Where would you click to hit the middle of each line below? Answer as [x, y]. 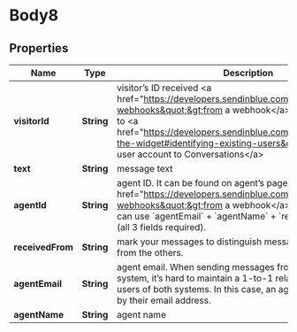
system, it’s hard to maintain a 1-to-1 [195, 278]
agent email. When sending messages [196, 267]
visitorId [32, 121]
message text [145, 169]
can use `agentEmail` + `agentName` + [196, 216]
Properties [39, 48]
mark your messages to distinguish [189, 242]
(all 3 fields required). [161, 227]
